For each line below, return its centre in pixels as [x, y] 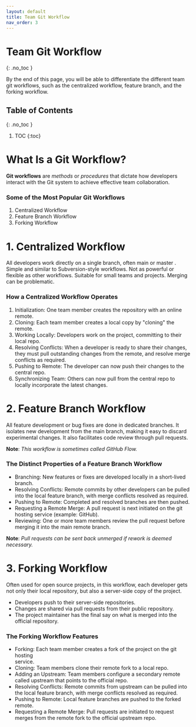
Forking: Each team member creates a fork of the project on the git [96, 649]
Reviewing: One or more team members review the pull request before [100, 520]
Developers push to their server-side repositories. [75, 602]
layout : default [26, 11]
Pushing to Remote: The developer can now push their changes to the [99, 366]
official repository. [36, 621]
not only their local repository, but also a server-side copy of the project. [94, 591]
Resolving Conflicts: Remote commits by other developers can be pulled [102, 489]
